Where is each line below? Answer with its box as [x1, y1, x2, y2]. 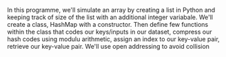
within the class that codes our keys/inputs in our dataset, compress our [7, 27, 212, 36]
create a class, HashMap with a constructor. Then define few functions [7, 21, 209, 28]
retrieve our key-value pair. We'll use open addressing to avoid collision [7, 43, 210, 50]
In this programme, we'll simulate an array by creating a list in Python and [7, 6, 216, 14]
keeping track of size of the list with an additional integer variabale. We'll [7, 13, 214, 21]
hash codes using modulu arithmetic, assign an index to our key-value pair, [7, 35, 220, 43]
